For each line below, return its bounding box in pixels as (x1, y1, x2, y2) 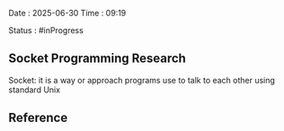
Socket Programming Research (8, 51, 186, 66)
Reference (8, 110, 68, 126)
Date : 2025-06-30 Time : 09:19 (8, 8, 127, 18)
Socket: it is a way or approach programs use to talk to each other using (8, 74, 276, 85)
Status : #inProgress (8, 25, 84, 35)
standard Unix (8, 84, 60, 95)
